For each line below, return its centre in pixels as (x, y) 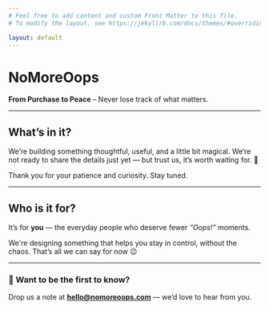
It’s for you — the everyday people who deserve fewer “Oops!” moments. (129, 227)
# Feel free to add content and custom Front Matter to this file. (123, 16)
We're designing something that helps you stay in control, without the (123, 243)
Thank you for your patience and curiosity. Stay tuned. (98, 175)
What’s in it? (40, 132)
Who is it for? (42, 208)
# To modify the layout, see (57, 23)
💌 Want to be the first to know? (69, 280)
